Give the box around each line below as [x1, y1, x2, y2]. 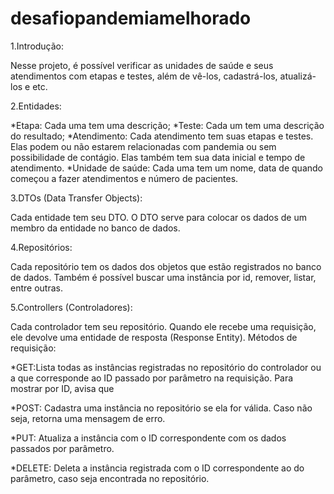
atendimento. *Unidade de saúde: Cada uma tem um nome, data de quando [10, 162, 323, 174]
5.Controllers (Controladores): [10, 301, 133, 313]
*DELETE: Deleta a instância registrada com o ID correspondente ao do [10, 462, 305, 474]
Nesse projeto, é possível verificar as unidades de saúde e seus [10, 59, 274, 71]
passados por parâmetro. [10, 442, 115, 454]
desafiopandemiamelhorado [10, 7, 252, 30]
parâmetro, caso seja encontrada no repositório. [10, 472, 210, 484]
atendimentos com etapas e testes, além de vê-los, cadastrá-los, [10, 70, 278, 82]
